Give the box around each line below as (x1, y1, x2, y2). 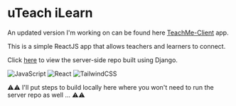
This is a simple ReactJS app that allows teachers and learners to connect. (7, 42, 226, 50)
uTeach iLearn (7, 5, 93, 21)
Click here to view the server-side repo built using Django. (7, 55, 178, 64)
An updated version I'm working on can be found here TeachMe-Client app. (7, 28, 229, 37)
